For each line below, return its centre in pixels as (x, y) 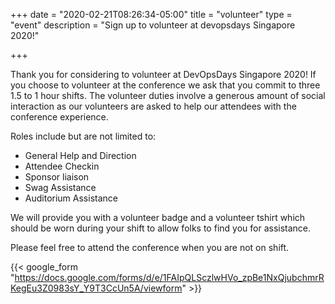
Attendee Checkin (62, 166)
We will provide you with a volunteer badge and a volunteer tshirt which (158, 217)
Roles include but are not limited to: (83, 136)
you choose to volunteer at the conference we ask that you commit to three (165, 85)
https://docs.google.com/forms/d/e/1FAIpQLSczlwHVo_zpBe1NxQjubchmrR (169, 277)
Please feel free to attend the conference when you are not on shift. (150, 247)
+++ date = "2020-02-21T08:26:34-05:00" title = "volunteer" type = (151, 14)
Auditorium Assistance (71, 198)
